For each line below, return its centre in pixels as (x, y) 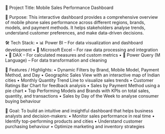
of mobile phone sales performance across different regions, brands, (75, 22)
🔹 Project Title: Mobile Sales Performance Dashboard (59, 8)
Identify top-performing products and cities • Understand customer (74, 121)
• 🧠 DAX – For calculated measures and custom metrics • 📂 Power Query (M (83, 55)
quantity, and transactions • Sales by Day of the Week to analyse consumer (82, 96)
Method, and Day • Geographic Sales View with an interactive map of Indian (82, 75)
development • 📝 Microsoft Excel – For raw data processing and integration (82, 50)
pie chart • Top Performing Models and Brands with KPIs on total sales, (78, 91)
